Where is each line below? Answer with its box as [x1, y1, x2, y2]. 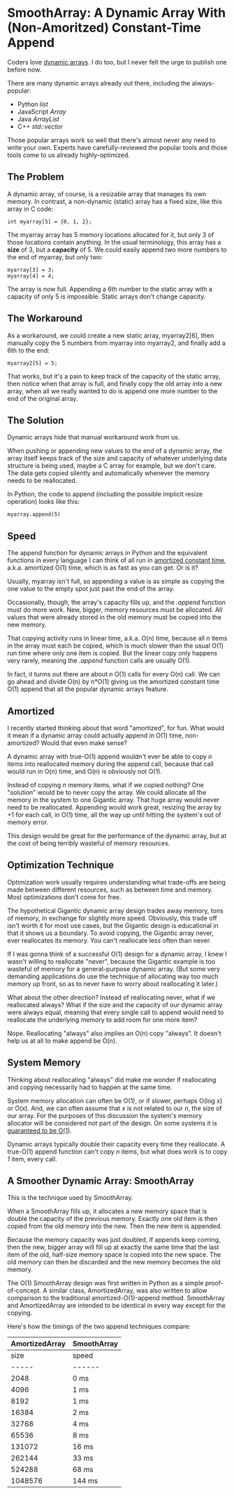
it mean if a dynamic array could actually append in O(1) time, [7, 731, 184, 739]
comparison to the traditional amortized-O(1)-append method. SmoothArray [7, 1294, 225, 1302]
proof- [205, 1279, 224, 1288]
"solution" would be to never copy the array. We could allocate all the [7, 789, 207, 796]
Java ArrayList [17, 114, 59, 123]
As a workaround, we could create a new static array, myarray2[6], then [7, 331, 214, 339]
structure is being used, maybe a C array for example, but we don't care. [7, 461, 217, 470]
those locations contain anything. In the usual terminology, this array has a [7, 238, 221, 246]
